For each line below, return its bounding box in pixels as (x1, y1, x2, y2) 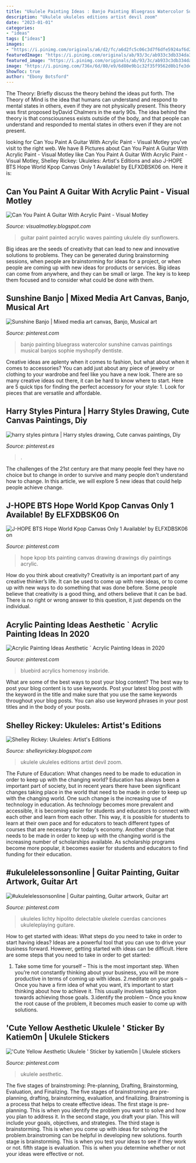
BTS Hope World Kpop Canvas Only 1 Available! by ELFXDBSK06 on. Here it (6, 163, 188, 170)
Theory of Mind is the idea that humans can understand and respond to (6, 96, 178, 103)
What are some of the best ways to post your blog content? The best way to (6, 678, 189, 685)
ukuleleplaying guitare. (20, 921, 75, 928)
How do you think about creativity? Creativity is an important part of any (6, 572, 180, 579)
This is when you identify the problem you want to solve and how (29, 1107, 186, 1114)
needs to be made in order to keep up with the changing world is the (6, 832, 170, 839)
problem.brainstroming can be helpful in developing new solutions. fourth (6, 1131, 183, 1138)
